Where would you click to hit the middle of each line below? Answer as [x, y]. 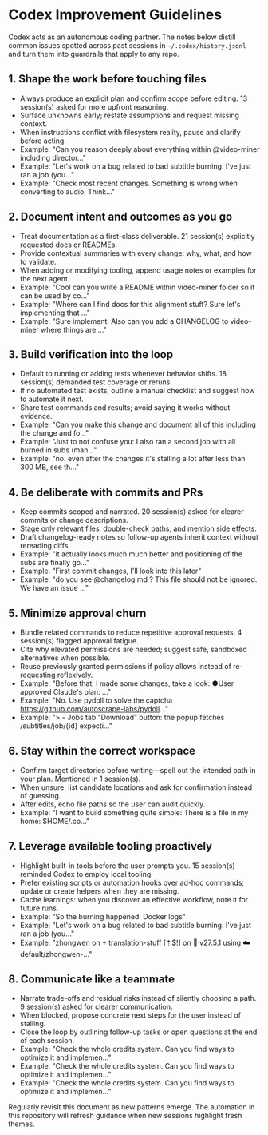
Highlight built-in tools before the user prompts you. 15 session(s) [127, 866]
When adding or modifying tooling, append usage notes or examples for [138, 270]
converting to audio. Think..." [67, 191]
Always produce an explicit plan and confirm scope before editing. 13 [134, 98]
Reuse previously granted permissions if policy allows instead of [125, 666]
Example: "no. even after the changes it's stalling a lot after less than [132, 459]
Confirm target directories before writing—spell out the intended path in [138, 770]
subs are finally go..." [55, 563]
